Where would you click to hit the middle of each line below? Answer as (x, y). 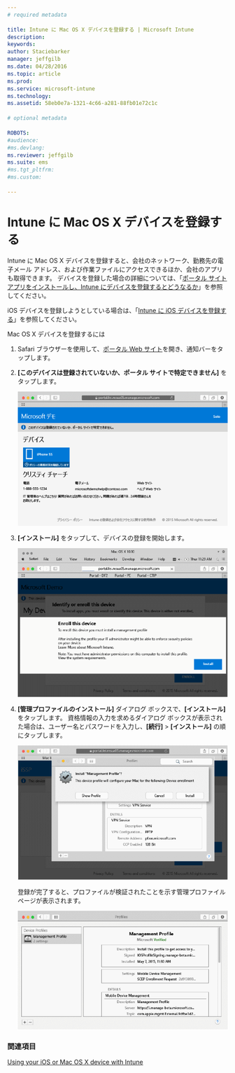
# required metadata (37, 15)
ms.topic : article (34, 73)
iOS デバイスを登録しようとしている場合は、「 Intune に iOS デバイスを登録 (114, 310)
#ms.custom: (24, 177)
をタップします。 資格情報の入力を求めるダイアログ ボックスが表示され (120, 718)
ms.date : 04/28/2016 (37, 66)
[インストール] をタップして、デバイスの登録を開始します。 (103, 538)
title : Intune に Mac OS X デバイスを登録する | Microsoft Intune (101, 29)
